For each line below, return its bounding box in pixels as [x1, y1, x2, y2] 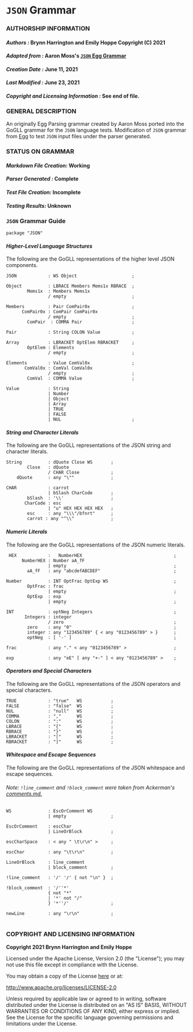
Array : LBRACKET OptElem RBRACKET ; [6, 340, 135, 346]
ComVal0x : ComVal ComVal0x [24, 365, 93, 371]
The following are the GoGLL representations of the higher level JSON [6, 255, 175, 262]
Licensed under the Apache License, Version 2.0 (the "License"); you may [6, 955, 185, 962]
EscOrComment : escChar [6, 823, 72, 829]
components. [6, 262, 38, 269]
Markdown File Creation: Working [6, 162, 91, 169]
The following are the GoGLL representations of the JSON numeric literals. [6, 541, 185, 548]
